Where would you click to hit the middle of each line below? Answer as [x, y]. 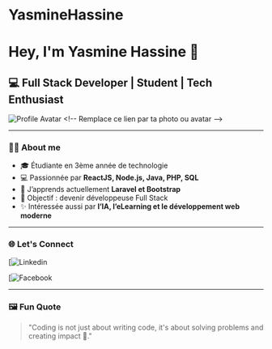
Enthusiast [36, 99]
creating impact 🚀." [60, 336]
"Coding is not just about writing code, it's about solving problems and [146, 328]
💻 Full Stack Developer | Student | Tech [110, 83]
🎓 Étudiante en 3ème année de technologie [94, 166]
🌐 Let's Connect [41, 245]
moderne [36, 215]
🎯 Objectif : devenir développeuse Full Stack [94, 198]
